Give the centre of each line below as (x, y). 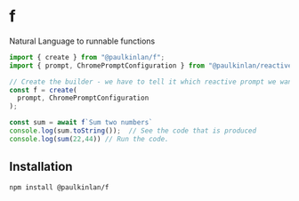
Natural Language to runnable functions (82, 41)
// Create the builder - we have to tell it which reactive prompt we (143, 82)
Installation (41, 167)
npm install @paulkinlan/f (59, 187)
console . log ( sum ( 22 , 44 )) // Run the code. (89, 139)
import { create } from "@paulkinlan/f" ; (87, 57)
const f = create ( (43, 90)
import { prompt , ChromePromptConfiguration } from (107, 65)
